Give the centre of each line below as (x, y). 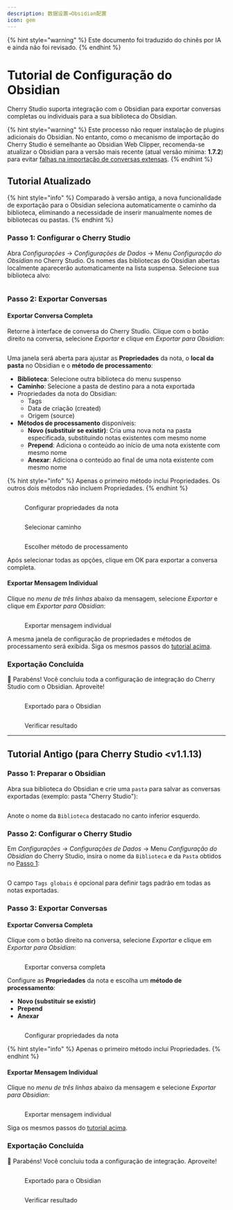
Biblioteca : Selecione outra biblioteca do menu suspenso (99, 379)
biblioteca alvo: (29, 275)
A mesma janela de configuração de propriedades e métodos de (99, 639)
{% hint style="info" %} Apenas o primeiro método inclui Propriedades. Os (114, 481)
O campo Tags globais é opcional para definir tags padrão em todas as (109, 883)
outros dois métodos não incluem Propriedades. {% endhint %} (98, 488)
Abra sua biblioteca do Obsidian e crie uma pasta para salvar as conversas (114, 788)
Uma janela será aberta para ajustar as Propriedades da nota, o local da (111, 358)
